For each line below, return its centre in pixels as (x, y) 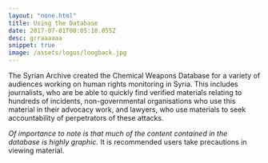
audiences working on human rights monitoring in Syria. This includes (123, 84)
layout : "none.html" (43, 16)
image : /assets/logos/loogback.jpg (68, 53)
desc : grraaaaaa (35, 38)
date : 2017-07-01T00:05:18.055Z (62, 30)
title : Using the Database (53, 23)
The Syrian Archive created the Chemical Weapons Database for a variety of (134, 76)
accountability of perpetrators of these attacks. (86, 118)
